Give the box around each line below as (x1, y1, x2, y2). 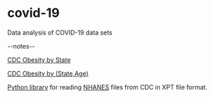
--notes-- (7, 42, 35, 50)
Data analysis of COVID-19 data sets (7, 28, 113, 37)
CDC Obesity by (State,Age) (7, 69, 89, 78)
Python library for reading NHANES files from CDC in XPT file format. (7, 82, 208, 91)
